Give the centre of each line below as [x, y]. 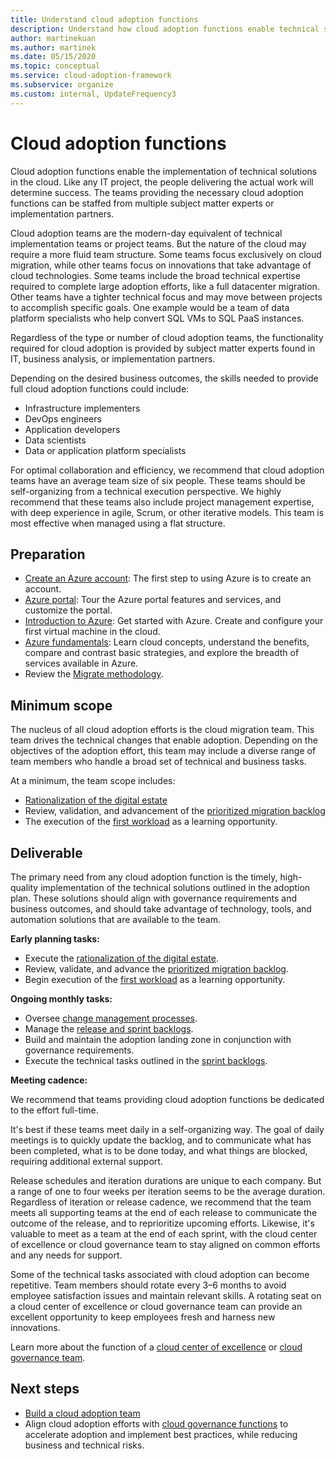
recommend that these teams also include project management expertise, [162, 502]
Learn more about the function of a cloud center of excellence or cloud [156, 1347]
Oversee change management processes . [111, 1018]
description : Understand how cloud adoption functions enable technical [165, 29]
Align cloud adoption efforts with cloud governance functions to [156, 1423]
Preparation [48, 554]
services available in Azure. [81, 663]
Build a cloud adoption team [82, 1413]
